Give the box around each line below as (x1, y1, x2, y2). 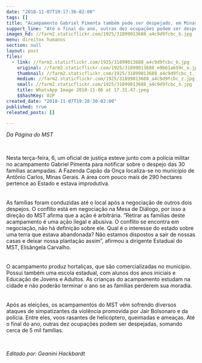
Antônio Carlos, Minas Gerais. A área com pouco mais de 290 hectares (6, 174, 182, 181)
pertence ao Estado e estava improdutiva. (6, 180, 110, 187)
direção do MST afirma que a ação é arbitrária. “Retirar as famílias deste (6, 212, 185, 219)
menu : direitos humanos (6, 37, 66, 43)
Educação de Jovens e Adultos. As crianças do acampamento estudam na (6, 276, 191, 283)
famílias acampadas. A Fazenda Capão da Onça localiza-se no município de (6, 167, 195, 174)
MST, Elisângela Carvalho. (6, 244, 72, 251)
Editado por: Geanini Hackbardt (6, 350, 85, 358)
